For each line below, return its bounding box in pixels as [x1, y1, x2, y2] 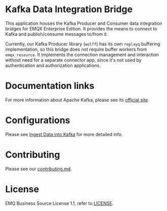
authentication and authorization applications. [5, 62, 101, 68]
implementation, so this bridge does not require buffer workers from [5, 46, 147, 52]
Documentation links [5, 80, 95, 92]
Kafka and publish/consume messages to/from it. [5, 31, 108, 37]
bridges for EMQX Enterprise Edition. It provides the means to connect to [5, 25, 157, 31]
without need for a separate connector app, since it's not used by [5, 57, 142, 63]
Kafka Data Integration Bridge [5, 4, 133, 15]
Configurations [5, 115, 70, 126]
